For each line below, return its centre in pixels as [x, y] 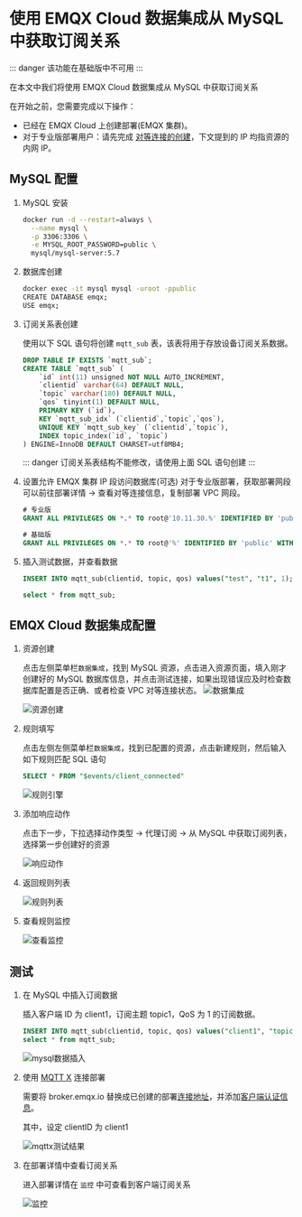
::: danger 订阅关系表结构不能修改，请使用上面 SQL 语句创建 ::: [139, 462]
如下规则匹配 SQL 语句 [64, 759]
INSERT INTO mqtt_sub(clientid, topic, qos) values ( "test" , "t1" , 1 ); [158, 579]
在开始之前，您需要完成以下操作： [73, 106]
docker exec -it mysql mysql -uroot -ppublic [109, 289]
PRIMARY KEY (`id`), [78, 411]
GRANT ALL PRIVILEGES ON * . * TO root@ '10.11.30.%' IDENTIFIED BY [147, 519]
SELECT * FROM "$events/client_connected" [103, 776]
